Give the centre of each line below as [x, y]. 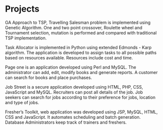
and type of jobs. [22, 102]
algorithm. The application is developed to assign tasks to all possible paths [81, 53]
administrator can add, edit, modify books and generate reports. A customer [81, 72]
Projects [22, 9]
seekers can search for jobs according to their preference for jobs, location [80, 97]
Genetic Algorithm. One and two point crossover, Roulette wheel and [74, 27]
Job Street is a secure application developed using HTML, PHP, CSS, [74, 87]
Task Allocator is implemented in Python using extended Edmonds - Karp [78, 47]
